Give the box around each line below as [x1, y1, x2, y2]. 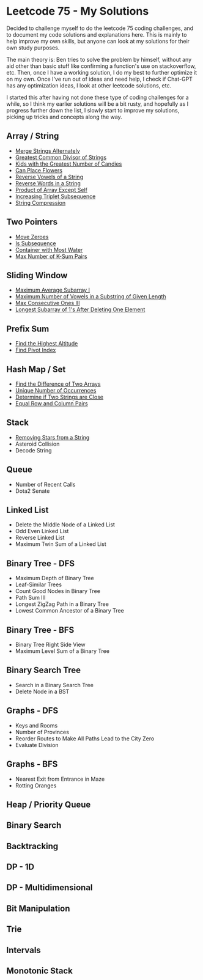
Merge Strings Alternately [15, 147, 81, 154]
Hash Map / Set [6, 364, 66, 374]
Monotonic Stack [6, 966, 73, 976]
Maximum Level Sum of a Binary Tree [15, 647, 110, 655]
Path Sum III [15, 594, 46, 602]
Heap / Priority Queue [6, 799, 91, 809]
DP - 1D [6, 862, 35, 872]
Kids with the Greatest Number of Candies [15, 160, 122, 168]
